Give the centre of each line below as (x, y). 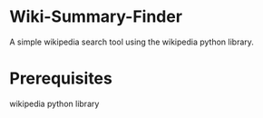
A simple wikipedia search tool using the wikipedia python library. (131, 42)
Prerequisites (61, 79)
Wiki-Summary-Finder (96, 17)
